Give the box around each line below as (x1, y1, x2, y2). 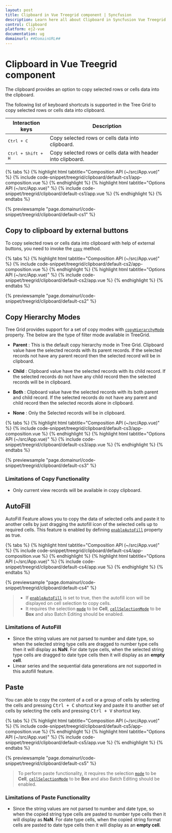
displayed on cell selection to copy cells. (25, 600, 111, 606)
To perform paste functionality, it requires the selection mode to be (17, 770, 157, 776)
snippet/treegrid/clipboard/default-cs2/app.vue (5, 277, 106, 283)
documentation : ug (5, 31, 45, 36)
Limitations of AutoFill (5, 623, 61, 631)
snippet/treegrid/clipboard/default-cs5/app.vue (5, 739, 106, 745)
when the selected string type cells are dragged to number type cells (12, 640, 159, 647)
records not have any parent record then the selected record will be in (12, 353, 161, 359)
